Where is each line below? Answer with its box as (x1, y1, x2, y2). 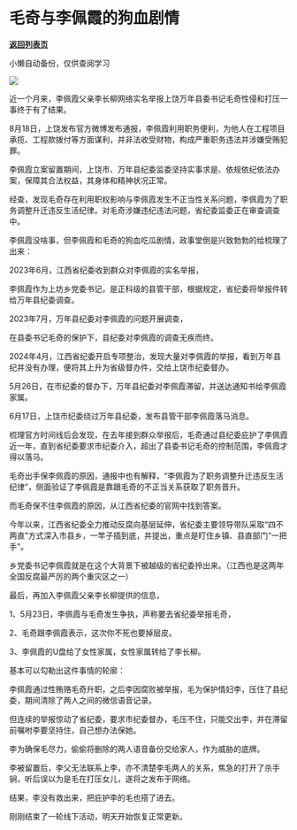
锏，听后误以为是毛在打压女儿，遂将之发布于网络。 (9, 773, 195, 784)
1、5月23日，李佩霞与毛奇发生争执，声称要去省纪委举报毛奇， (9, 608, 236, 619)
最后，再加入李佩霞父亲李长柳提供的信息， (9, 589, 164, 600)
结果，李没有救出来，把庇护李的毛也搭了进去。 (9, 792, 179, 803)
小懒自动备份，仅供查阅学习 (9, 58, 110, 68)
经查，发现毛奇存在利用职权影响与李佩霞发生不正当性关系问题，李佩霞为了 (9, 194, 280, 204)
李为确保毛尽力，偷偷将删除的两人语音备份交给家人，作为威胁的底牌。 (9, 743, 265, 754)
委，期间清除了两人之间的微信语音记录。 (9, 695, 156, 705)
